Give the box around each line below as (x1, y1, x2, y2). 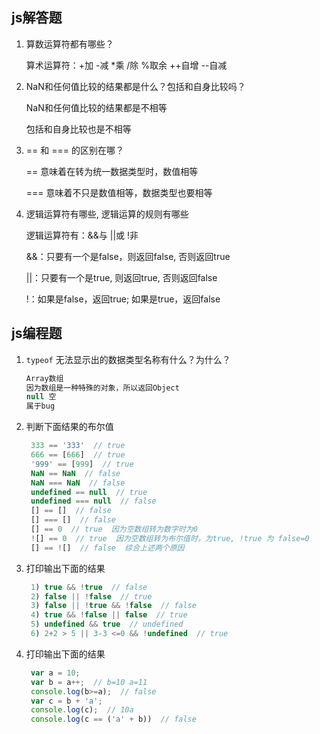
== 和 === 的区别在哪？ (25, 144, 124, 156)
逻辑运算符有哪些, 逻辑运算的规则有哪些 (25, 208, 189, 220)
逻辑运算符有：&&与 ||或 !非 (25, 229, 139, 241)
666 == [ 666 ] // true (30, 450, 126, 460)
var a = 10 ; (30, 668, 81, 678)
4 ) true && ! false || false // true (30, 610, 188, 620)
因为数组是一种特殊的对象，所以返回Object (25, 383, 180, 393)
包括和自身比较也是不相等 (25, 123, 132, 135)
